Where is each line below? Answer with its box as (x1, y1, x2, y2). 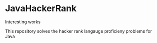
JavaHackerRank (5, 3, 77, 14)
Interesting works (5, 19, 41, 25)
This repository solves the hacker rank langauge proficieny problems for (5, 28, 152, 34)
